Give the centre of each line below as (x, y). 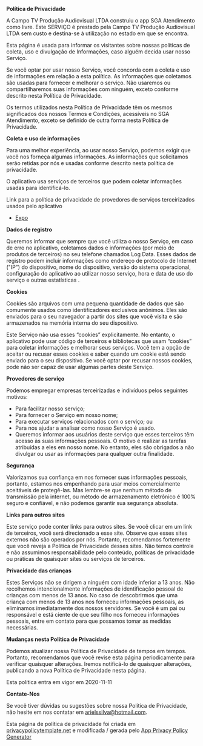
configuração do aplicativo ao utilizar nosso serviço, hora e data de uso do (100, 273)
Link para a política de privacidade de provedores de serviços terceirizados (101, 199)
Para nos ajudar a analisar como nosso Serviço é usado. (85, 428)
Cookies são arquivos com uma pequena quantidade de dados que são (95, 303)
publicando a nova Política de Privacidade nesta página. (76, 670)
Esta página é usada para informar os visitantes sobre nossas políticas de (98, 45)
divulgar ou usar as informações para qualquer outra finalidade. (95, 454)
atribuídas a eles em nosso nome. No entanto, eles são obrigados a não (105, 447)
